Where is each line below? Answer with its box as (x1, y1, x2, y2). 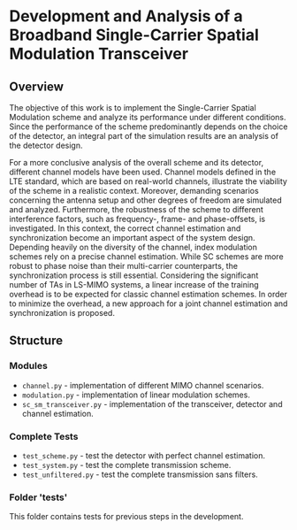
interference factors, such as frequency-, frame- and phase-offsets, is (9, 214, 266, 224)
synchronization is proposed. (9, 308, 115, 318)
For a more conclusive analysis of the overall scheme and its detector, (9, 157, 263, 167)
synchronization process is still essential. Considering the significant (9, 270, 259, 280)
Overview (9, 79, 65, 94)
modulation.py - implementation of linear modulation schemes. (21, 389, 250, 400)
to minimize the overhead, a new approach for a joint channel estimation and (9, 298, 288, 309)
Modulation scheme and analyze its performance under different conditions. (9, 112, 286, 122)
